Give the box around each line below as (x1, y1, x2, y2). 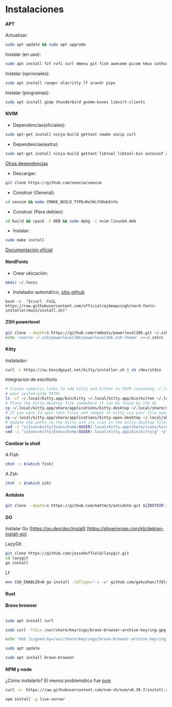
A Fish (5, 452, 19, 458)
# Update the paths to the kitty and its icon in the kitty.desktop (5, 420, 155, 425)
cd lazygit (5, 555, 29, 561)
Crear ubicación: (12, 270, 48, 276)
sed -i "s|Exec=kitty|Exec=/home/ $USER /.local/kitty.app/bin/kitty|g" (5, 429, 159, 435)
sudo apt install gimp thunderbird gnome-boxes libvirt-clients (5, 100, 145, 105)
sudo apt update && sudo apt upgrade (5, 42, 86, 47)
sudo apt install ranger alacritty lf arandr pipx (5, 80, 116, 85)
